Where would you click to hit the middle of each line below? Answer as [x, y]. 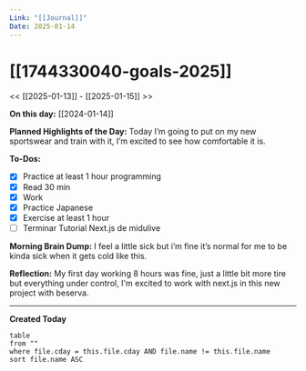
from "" [24, 343]
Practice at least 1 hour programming [92, 176]
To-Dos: [25, 159]
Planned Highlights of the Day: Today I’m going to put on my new [133, 132]
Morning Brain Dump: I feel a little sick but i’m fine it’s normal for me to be [148, 246]
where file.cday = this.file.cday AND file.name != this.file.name [140, 351]
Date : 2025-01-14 [42, 26]
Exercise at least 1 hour [66, 217]
